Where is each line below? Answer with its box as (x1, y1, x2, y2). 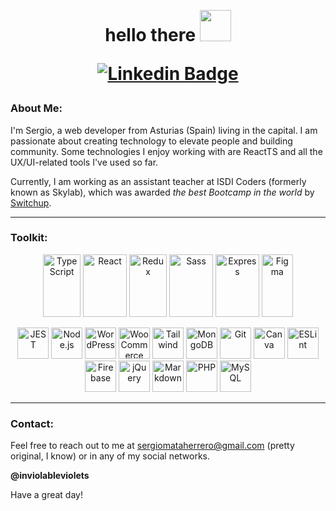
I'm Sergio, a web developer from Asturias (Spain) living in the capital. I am (10, 124, 318, 136)
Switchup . (10, 196, 52, 209)
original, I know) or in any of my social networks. (10, 450, 211, 462)
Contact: (10, 416, 54, 430)
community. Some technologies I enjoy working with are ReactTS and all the (10, 145, 323, 157)
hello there (104, 24, 197, 47)
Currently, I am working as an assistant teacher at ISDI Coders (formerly (10, 175, 307, 187)
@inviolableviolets (10, 470, 90, 482)
